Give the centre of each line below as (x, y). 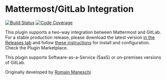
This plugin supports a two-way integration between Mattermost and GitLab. (83, 32)
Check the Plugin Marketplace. (37, 48)
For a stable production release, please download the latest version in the (80, 37)
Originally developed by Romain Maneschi (48, 72)
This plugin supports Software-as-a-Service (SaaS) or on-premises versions (83, 57)
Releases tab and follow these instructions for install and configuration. (78, 42)
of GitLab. (15, 62)
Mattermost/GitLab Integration (69, 9)
